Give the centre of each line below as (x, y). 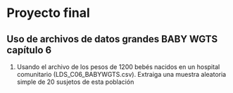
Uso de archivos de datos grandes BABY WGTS (112, 39)
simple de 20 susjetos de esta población (75, 82)
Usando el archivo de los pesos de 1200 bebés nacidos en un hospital (118, 67)
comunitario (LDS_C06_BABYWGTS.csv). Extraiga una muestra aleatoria (121, 74)
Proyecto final (49, 13)
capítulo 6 (29, 50)
